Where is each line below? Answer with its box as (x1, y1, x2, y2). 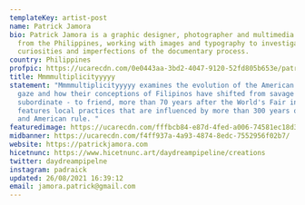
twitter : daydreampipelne (9, 156, 107, 166)
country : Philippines (9, 55, 92, 64)
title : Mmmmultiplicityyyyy (9, 73, 116, 82)
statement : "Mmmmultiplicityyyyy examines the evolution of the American (9, 81, 295, 90)
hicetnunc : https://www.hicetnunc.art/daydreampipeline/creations (9, 148, 266, 157)
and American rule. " (17, 114, 100, 123)
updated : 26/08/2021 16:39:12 (9, 173, 124, 182)
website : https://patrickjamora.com (9, 140, 148, 149)
